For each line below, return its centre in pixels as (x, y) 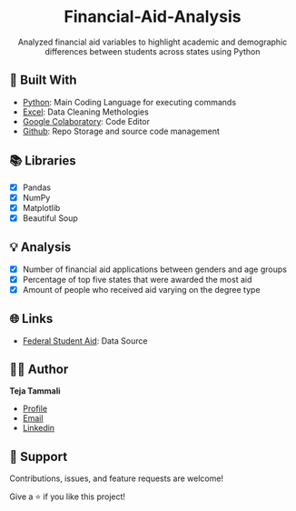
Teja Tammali (35, 391)
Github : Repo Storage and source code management (121, 131)
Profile (35, 409)
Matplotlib (41, 207)
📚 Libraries (43, 161)
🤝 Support (39, 456)
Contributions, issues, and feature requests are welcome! (117, 478)
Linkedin (39, 428)
